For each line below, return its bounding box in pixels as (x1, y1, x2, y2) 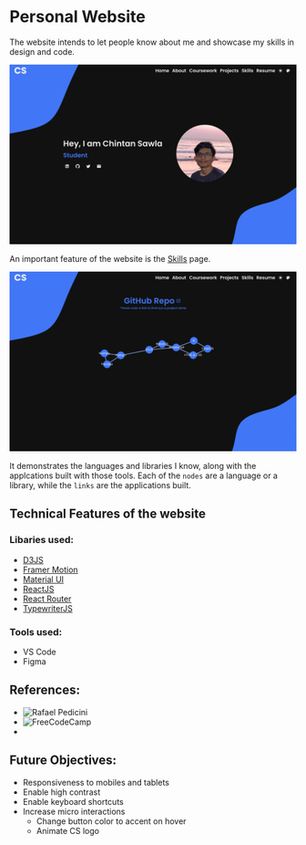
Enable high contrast (22, 787, 101, 798)
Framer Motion (22, 564, 79, 575)
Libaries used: (9, 534, 75, 547)
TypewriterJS (22, 602, 73, 613)
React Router (22, 593, 72, 604)
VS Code (22, 646, 56, 657)
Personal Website (9, 6, 146, 27)
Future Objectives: (9, 753, 117, 768)
